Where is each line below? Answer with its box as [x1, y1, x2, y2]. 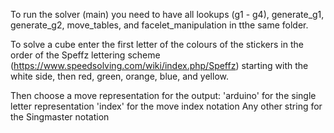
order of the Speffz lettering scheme [10, 49, 161, 61]
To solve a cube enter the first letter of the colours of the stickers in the [10, 39, 304, 50]
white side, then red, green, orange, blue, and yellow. [10, 70, 229, 82]
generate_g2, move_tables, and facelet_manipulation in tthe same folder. [10, 19, 309, 31]
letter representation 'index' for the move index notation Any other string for [10, 100, 323, 112]
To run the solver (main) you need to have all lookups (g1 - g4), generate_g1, [10, 9, 325, 20]
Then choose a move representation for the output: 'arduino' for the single [10, 90, 317, 101]
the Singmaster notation [10, 111, 110, 123]
